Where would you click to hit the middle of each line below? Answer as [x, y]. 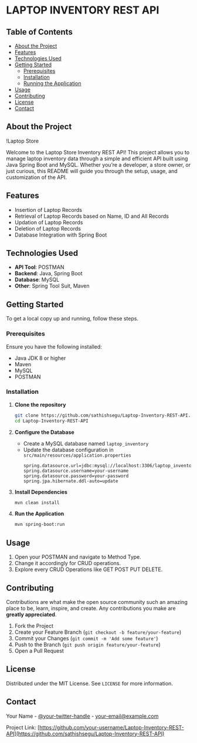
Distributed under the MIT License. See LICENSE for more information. [89, 683]
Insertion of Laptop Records [48, 210]
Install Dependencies [41, 492]
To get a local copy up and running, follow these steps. [72, 319]
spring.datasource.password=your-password [76, 476]
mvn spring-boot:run [40, 525]
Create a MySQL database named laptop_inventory [86, 443]
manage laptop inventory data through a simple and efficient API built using [97, 158]
